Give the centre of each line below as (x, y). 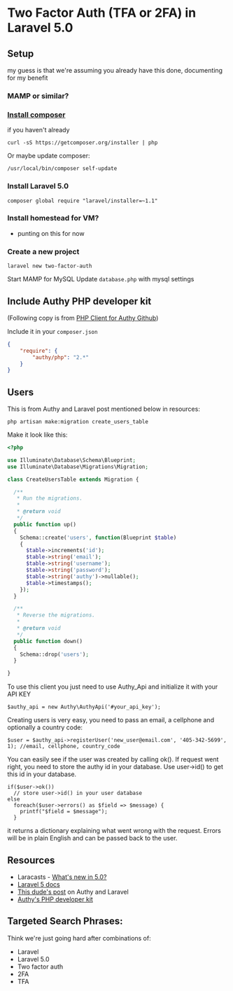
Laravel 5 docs (39, 885)
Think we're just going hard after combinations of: (79, 938)
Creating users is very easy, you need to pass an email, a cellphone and (111, 720)
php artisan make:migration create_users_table (78, 422)
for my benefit (28, 78)
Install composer (36, 115)
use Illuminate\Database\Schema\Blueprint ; (72, 460)
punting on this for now (51, 233)
